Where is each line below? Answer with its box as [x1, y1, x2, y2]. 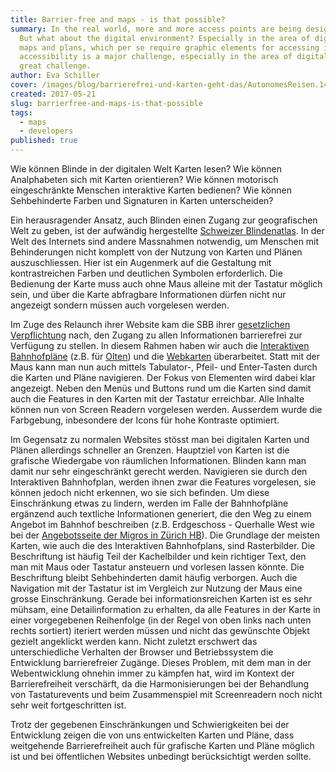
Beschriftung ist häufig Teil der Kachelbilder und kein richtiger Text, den [10, 551, 307, 562]
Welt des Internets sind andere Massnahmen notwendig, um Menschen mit [10, 236, 320, 247]
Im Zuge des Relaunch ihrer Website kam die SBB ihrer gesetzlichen [10, 319, 291, 330]
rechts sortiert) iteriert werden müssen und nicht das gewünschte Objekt [10, 625, 310, 636]
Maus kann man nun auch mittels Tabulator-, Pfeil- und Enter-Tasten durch [10, 361, 318, 373]
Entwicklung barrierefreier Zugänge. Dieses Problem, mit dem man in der [10, 657, 312, 668]
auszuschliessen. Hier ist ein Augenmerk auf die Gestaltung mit [10, 257, 272, 268]
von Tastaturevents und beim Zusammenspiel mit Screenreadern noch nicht [10, 689, 323, 700]
